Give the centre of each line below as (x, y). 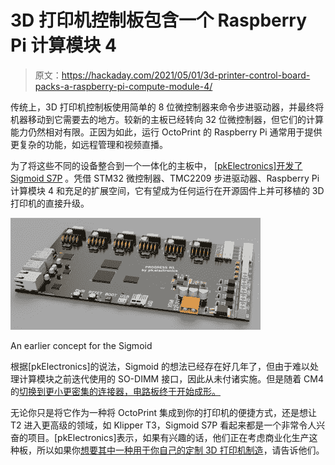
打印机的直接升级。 (50, 203)
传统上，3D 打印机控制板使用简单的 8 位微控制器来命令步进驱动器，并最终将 (167, 107)
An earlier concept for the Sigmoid (81, 345)
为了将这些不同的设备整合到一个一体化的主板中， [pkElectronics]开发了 (156, 165)
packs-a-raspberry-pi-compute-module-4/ (123, 86)
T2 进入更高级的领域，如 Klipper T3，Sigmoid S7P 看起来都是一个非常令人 (163, 425)
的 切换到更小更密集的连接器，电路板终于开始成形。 (115, 391)
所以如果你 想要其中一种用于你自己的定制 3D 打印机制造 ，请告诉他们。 (180, 450)
